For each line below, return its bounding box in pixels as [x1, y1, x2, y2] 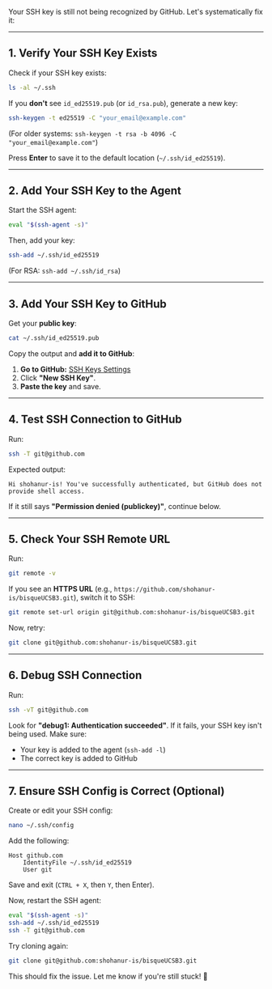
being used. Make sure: [8, 728, 87, 739]
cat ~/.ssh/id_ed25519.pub [8, 333, 100, 342]
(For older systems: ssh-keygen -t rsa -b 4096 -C [8, 129, 176, 138]
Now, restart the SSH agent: [8, 896, 101, 906]
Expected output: [8, 465, 66, 474]
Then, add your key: [8, 236, 75, 245]
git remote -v [8, 570, 57, 578]
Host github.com [8, 851, 63, 860]
